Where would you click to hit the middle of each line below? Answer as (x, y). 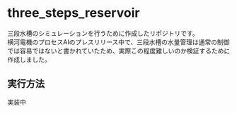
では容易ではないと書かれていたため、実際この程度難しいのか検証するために (119, 51)
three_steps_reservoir (74, 13)
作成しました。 (29, 59)
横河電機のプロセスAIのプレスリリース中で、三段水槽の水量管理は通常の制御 (118, 42)
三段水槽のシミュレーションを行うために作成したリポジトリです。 (103, 33)
